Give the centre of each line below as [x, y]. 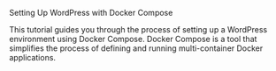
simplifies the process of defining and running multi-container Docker [136, 48]
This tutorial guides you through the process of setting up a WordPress [138, 29]
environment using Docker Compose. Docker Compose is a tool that [133, 39]
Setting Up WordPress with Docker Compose [91, 13]
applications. [32, 57]
